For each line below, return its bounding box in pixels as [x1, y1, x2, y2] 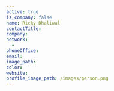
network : [6, 37, 28, 43]
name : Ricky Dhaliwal [6, 20, 61, 26]
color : [6, 64, 23, 71]
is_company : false [6, 14, 52, 20]
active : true [6, 8, 39, 15]
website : [6, 70, 28, 76]
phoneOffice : [6, 48, 39, 54]
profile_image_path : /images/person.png [6, 75, 109, 81]
